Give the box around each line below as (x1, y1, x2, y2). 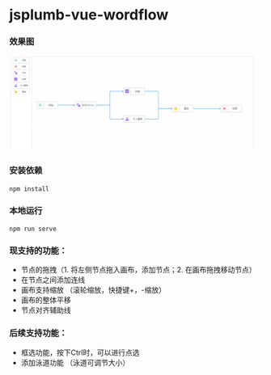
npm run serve (9, 225, 57, 234)
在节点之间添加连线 (20, 275, 86, 284)
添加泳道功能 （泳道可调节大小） (20, 357, 130, 367)
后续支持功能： (9, 327, 68, 339)
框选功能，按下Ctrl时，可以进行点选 (20, 348, 140, 357)
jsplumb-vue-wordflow (9, 6, 169, 24)
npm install (9, 184, 49, 193)
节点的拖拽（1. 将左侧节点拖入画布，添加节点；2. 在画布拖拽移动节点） (20, 265, 256, 275)
